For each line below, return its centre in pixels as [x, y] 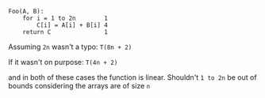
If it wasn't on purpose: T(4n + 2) [63, 62]
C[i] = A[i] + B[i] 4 [73, 25]
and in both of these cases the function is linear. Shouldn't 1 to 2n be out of [132, 77]
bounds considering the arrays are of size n [79, 86]
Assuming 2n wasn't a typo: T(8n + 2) [70, 47]
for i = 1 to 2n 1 [65, 18]
